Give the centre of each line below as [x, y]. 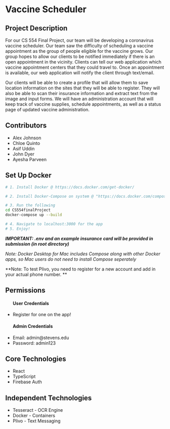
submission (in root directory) [37, 244]
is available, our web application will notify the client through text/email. [80, 73]
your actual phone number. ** [36, 274]
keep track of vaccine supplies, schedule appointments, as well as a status [83, 104]
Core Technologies [36, 359]
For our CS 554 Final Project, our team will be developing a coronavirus [79, 40]
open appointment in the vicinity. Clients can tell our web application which [83, 62]
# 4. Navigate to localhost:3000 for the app [54, 224]
